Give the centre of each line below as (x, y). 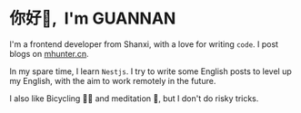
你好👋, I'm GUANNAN (93, 19)
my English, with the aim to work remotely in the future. (113, 80)
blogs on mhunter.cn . (49, 53)
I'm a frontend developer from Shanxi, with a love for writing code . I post (144, 44)
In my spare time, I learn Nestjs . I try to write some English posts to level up (151, 71)
